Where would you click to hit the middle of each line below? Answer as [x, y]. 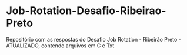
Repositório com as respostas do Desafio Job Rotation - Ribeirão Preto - [93, 39]
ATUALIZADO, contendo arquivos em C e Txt [60, 46]
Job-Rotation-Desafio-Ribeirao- [86, 11]
